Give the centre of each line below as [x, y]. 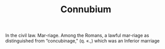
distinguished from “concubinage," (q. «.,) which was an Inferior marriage [82, 41]
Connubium [86, 9]
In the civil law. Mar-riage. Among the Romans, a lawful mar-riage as [77, 35]
